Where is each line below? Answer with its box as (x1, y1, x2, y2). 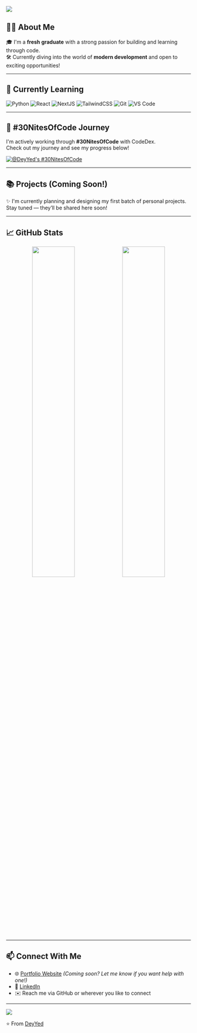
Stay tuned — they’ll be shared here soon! (6, 204, 107, 211)
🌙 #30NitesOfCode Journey (6, 123, 110, 133)
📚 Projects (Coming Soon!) (6, 179, 108, 189)
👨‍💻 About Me (6, 22, 55, 32)
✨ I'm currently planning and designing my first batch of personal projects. (6, 198, 186, 205)
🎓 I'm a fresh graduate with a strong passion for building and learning (6, 38, 178, 45)
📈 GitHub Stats (6, 228, 63, 238)
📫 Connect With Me (6, 951, 82, 961)
